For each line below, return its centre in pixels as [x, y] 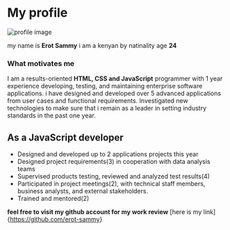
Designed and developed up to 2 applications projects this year [108, 154]
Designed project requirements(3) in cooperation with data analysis [114, 162]
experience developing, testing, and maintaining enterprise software [105, 86]
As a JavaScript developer [65, 137]
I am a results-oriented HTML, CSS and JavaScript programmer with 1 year [115, 79]
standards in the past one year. [51, 115]
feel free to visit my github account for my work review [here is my [105, 212]
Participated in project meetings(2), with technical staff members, [111, 184]
